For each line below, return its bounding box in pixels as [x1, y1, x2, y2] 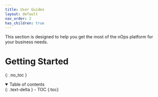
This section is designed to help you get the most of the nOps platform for [5, 34, 153, 40]
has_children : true [5, 20, 45, 26]
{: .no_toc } [5, 72, 27, 78]
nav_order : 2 [5, 16, 32, 21]
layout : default [5, 12, 38, 16]
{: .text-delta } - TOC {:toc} [5, 87, 59, 93]
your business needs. [5, 39, 48, 45]
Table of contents [9, 81, 45, 87]
